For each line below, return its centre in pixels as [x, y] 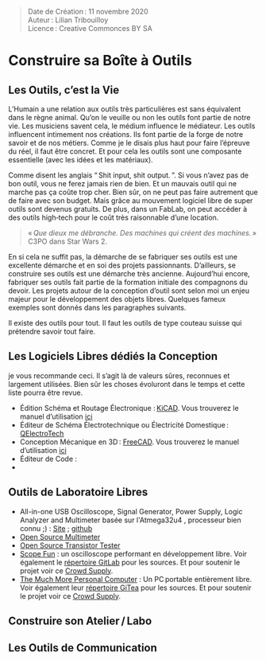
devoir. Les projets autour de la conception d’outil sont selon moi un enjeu [129, 291]
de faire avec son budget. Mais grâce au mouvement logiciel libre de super [131, 201]
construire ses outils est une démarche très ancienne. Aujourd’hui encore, [129, 273]
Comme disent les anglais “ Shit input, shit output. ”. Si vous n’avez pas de [128, 175]
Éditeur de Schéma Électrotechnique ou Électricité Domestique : [124, 424]
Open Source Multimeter [60, 537]
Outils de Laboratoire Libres [78, 492]
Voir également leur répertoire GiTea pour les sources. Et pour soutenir [135, 588]
